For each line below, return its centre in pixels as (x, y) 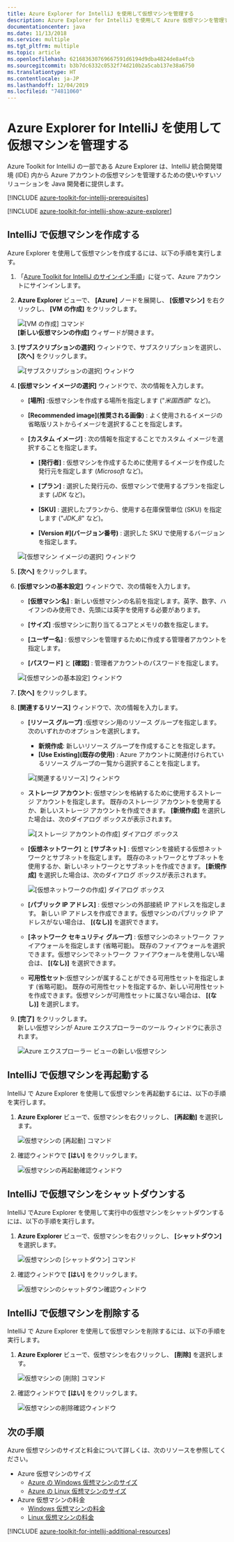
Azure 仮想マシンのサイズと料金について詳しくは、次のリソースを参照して (114, 1450)
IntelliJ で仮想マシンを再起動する (78, 1075)
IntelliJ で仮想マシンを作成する (74, 235)
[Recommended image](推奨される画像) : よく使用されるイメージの (125, 415)
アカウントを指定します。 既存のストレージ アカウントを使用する (128, 801)
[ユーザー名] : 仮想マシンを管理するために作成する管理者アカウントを (127, 639)
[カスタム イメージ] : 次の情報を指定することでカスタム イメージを (123, 439)
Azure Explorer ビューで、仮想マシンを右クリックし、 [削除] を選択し (117, 1355)
